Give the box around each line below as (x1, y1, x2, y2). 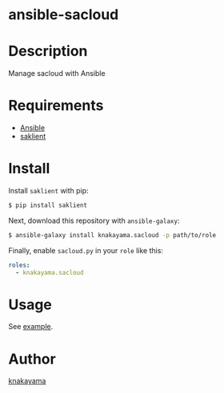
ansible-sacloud (8, 6, 119, 24)
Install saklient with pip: (8, 186, 90, 195)
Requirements (8, 97, 104, 115)
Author (8, 350, 56, 368)
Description (8, 42, 88, 61)
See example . (8, 322, 54, 331)
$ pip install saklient (8, 201, 88, 209)
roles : (8, 261, 30, 269)
